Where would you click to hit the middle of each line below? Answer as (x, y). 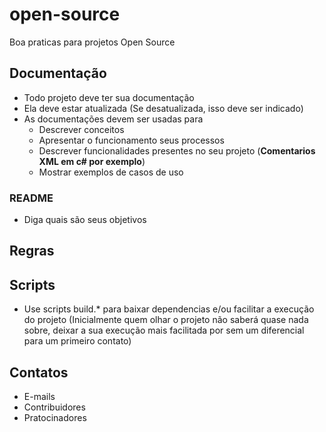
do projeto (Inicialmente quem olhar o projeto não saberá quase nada (166, 320)
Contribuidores (54, 407)
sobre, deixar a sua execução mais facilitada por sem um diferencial (164, 330)
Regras (32, 251)
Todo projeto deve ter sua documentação (109, 97)
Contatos (39, 372)
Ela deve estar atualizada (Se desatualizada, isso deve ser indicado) (163, 108)
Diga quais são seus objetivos (85, 220)
